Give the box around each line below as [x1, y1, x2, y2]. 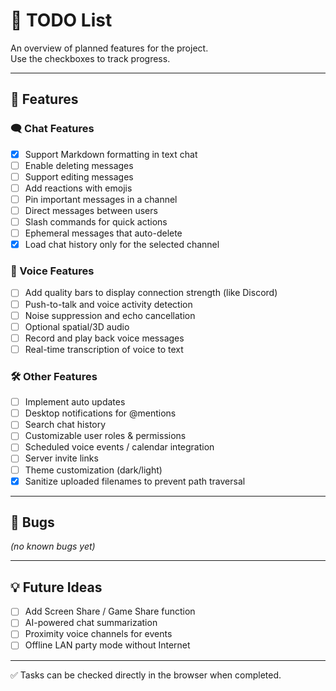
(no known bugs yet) [10, 540, 96, 553]
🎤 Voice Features [10, 264, 95, 278]
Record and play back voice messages [24, 332, 185, 344]
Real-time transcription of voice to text [24, 343, 184, 355]
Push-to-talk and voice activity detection [24, 298, 193, 310]
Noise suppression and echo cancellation [24, 309, 196, 321]
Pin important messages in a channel [24, 193, 178, 205]
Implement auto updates [24, 396, 126, 408]
